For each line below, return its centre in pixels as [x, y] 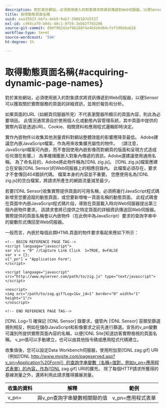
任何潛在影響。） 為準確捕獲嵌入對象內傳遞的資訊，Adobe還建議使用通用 [79, 155]
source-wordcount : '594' [31, 38]
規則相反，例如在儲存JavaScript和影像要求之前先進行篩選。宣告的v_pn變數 [81, 327]
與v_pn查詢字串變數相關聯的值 [72, 398]
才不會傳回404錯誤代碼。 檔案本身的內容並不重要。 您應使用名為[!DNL [77, 174]
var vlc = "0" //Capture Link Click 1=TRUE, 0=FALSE [62, 251]
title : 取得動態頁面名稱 [28, 14]
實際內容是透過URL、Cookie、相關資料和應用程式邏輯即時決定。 [71, 126]
